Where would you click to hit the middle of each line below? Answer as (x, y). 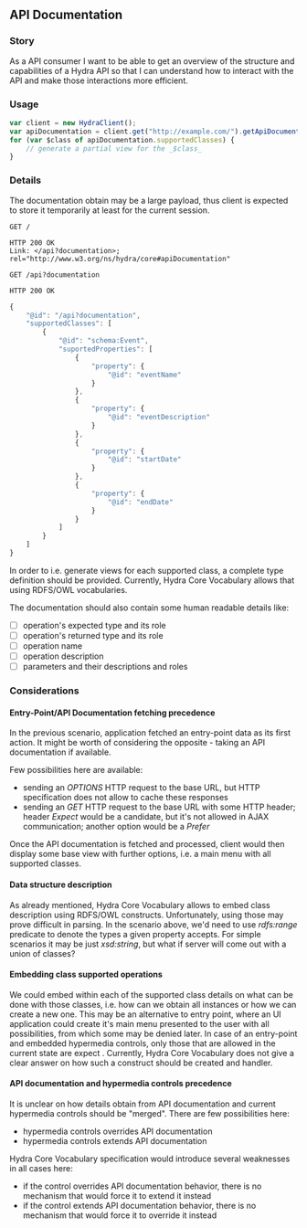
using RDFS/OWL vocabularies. (69, 589)
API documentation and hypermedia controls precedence (121, 1084)
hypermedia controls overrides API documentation (117, 1131)
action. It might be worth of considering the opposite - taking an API (138, 743)
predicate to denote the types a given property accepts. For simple (136, 934)
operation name (53, 646)
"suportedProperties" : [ (106, 349)
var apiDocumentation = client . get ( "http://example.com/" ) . (127, 132)
